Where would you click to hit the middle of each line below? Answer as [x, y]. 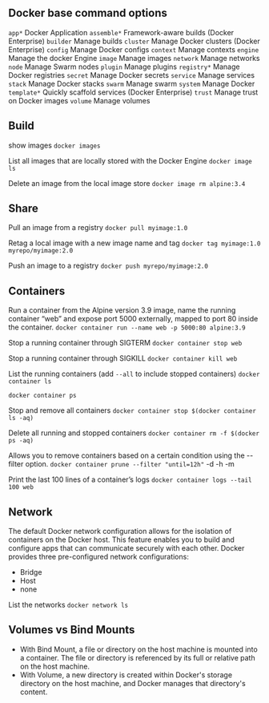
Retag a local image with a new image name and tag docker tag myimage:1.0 [134, 243]
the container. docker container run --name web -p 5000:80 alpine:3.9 [127, 327]
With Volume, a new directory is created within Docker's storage [126, 675]
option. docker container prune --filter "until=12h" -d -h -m [130, 464]
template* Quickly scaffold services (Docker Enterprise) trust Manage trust [133, 92]
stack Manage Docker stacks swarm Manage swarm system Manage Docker [132, 83]
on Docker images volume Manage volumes [79, 100]
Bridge [31, 572]
